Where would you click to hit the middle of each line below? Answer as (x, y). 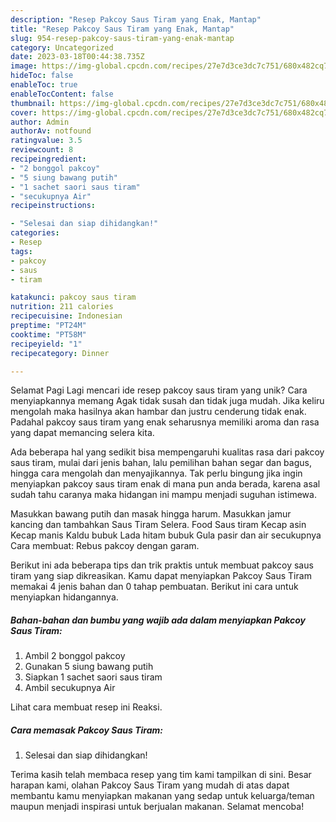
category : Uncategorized (62, 47)
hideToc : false (42, 76)
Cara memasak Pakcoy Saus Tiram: (87, 730)
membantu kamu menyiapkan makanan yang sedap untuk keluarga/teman (162, 796)
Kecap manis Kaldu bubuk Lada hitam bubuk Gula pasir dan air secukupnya (166, 535)
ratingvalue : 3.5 (46, 141)
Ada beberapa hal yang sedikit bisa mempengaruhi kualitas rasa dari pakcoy (167, 452)
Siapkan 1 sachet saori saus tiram (93, 677)
